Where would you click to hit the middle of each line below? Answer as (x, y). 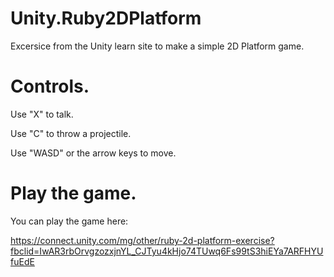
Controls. (50, 86)
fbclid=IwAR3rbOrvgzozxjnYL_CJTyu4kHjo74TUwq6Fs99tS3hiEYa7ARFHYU (167, 251)
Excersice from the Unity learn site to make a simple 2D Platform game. (157, 46)
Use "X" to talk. (42, 114)
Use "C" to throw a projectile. (71, 133)
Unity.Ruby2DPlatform (106, 18)
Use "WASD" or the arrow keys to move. (93, 153)
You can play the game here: (69, 221)
